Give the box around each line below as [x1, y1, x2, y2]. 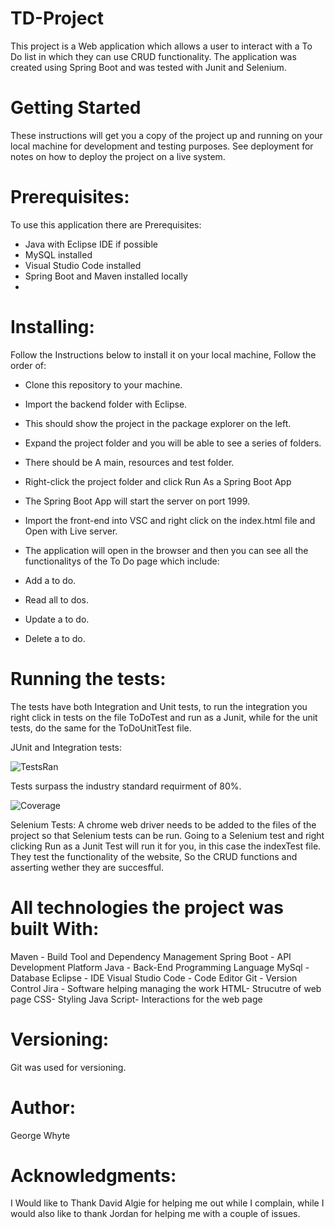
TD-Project [10, 7, 105, 30]
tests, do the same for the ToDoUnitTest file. [10, 722, 192, 734]
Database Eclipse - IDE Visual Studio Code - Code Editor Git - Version [10, 972, 298, 984]
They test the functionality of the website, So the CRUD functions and [10, 850, 298, 862]
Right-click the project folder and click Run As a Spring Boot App [24, 475, 292, 487]
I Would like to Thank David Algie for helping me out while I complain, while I [10, 1197, 325, 1209]
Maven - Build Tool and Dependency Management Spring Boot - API [10, 950, 292, 962]
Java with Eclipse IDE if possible [24, 238, 158, 250]
